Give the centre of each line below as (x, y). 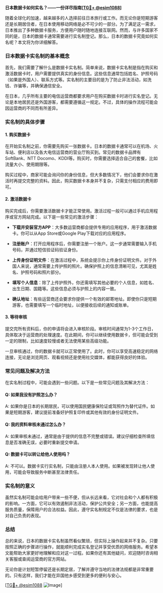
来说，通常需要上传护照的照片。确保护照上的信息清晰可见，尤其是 (87, 266)
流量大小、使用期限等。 (28, 164)
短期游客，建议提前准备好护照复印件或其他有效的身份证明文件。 (77, 412)
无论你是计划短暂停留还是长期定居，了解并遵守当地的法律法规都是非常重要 (79, 569)
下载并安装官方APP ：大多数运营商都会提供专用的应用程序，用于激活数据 (84, 227)
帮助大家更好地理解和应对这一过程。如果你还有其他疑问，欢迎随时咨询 (83, 553)
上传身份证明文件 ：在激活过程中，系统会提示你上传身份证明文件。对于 (82, 260)
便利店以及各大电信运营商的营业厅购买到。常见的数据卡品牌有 (79, 152)
